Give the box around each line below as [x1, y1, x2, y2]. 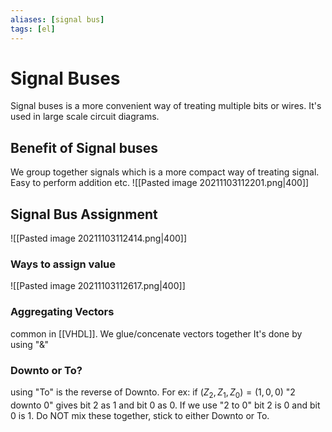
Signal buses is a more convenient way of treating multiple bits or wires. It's [10, 100, 322, 112]
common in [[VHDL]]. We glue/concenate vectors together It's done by [10, 327, 303, 340]
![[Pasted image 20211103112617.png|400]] [10, 280, 186, 292]
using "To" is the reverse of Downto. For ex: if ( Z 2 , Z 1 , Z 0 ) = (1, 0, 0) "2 [10, 386, 296, 400]
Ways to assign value [10, 257, 117, 271]
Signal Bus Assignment [10, 206, 158, 223]
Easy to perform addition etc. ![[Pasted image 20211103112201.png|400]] [10, 177, 310, 189]
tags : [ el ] [10, 24, 56, 34]
